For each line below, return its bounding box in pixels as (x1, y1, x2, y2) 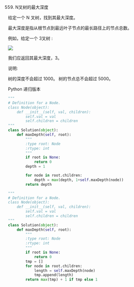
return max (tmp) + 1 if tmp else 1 (25, 277, 98, 282)
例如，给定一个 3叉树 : (8, 36, 53, 41)
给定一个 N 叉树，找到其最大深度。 (8, 15, 78, 21)
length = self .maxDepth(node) (34, 268, 96, 273)
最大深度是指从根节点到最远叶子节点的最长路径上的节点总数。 (8, 25, 132, 31)
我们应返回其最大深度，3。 (8, 55, 62, 61)
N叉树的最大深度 (15, 4, 49, 10)
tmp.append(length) (34, 273, 74, 278)
